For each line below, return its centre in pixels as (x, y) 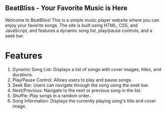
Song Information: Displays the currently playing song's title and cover (84, 101)
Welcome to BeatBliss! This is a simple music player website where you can (82, 20)
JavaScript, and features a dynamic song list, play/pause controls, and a (79, 30)
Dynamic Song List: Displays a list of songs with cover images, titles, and (87, 69)
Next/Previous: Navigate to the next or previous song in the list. (77, 90)
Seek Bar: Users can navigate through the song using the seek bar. (81, 85)
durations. (23, 75)
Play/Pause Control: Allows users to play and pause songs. (72, 80)
